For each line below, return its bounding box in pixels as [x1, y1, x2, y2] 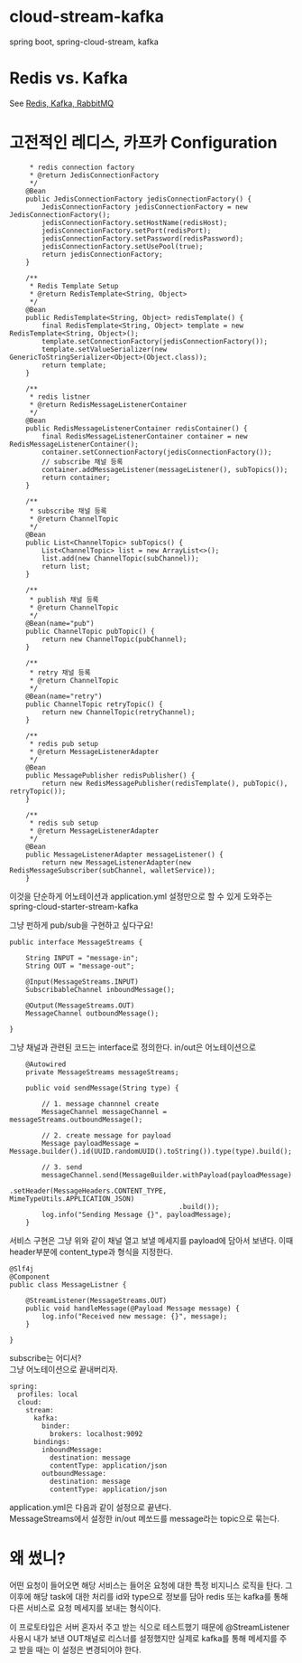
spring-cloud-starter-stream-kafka [9, 901, 139, 912]
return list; [41, 562, 91, 571]
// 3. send [41, 1162, 83, 1172]
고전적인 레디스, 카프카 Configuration [9, 133, 278, 153]
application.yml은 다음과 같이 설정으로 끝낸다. [9, 1501, 172, 1512]
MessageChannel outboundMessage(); [25, 1008, 160, 1018]
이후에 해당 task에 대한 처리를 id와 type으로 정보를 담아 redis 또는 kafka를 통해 [9, 1591, 288, 1602]
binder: [41, 1422, 70, 1431]
